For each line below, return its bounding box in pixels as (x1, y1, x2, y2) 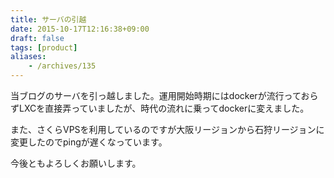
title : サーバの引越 (10, 14, 87, 25)
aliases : (10, 52, 47, 62)
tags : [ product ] (10, 42, 78, 53)
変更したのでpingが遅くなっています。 (10, 136, 168, 148)
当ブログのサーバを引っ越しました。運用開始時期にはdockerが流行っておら (10, 90, 319, 101)
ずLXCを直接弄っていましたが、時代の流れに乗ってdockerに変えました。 (10, 102, 310, 114)
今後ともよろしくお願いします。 (10, 157, 142, 169)
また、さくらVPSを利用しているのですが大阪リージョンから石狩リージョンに (10, 124, 325, 135)
